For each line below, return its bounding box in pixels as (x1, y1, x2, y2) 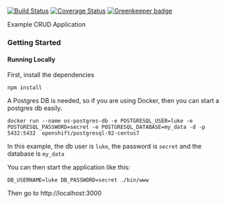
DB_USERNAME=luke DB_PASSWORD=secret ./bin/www (7, 177, 149, 184)
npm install (7, 84, 42, 91)
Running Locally (7, 55, 56, 63)
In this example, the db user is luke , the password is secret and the (7, 142, 202, 151)
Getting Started (7, 37, 61, 47)
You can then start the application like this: (7, 163, 131, 172)
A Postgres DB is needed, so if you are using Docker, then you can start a (7, 97, 220, 105)
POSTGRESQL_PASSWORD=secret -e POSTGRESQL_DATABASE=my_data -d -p (7, 123, 206, 131)
